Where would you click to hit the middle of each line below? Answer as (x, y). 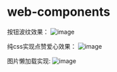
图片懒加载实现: (29, 61)
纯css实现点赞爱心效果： (42, 46)
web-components (59, 12)
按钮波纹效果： (28, 32)
